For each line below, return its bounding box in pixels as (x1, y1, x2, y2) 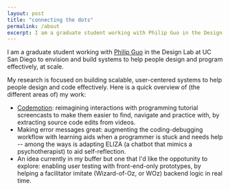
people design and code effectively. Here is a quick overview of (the (7, 83, 200, 91)
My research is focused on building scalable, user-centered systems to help (7, 76, 222, 84)
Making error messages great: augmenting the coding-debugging (16, 126, 203, 134)
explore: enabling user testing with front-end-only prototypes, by (16, 162, 201, 170)
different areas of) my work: (7, 91, 87, 99)
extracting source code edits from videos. (16, 118, 136, 127)
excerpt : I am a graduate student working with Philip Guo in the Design (7, 29, 223, 36)
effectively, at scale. (7, 62, 64, 71)
